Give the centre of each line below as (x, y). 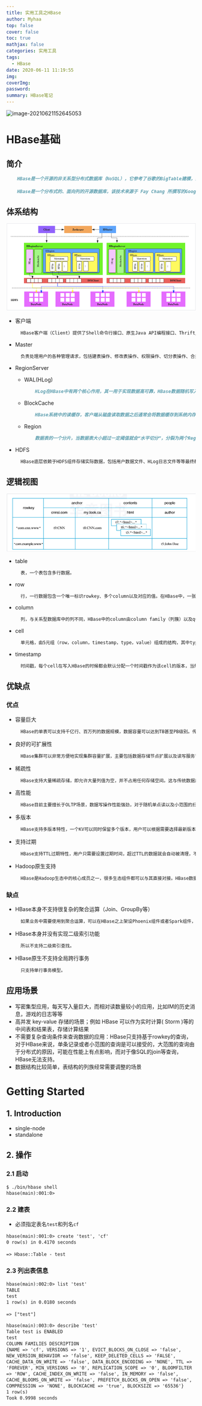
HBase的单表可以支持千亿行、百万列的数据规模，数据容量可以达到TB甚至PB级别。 (106, 731)
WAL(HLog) (38, 380)
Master (24, 345)
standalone (29, 1134)
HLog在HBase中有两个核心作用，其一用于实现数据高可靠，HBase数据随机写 (114, 391)
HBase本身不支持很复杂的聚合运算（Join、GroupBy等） (84, 909)
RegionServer (32, 367)
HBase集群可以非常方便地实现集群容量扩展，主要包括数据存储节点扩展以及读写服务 (108, 756)
